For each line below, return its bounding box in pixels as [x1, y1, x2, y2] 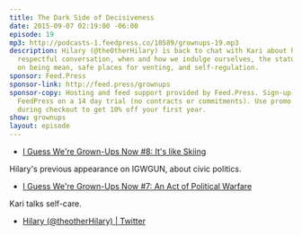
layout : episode [9, 122, 70, 131]
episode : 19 [9, 30, 54, 39]
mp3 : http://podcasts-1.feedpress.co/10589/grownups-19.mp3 [9, 38, 240, 48]
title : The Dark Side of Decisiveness [9, 13, 155, 22]
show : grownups [9, 113, 67, 122]
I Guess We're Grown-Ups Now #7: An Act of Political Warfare [22, 181, 253, 191]
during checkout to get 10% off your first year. [17, 105, 207, 114]
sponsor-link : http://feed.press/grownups [9, 80, 171, 89]
